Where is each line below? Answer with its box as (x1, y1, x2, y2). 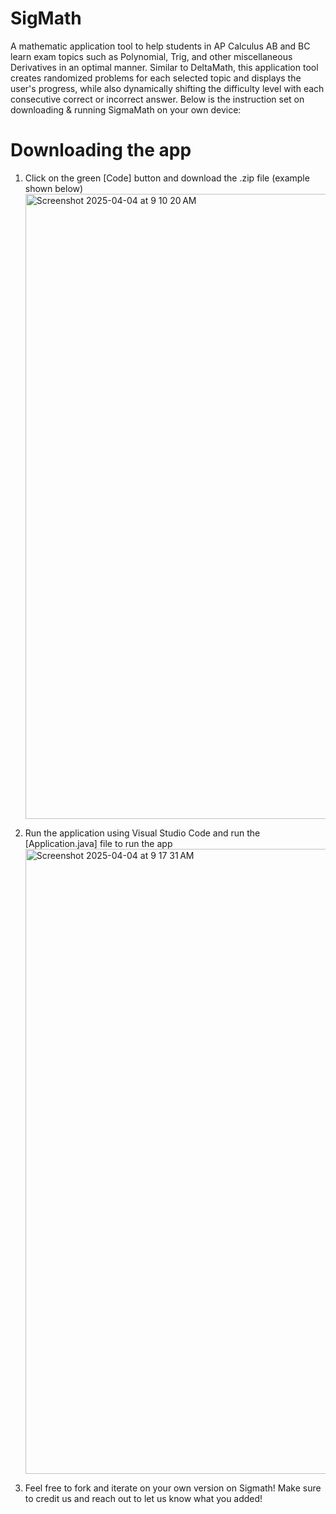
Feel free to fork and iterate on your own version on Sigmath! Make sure (24, 1482, 322, 1494)
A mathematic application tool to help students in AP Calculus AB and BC (10, 40, 311, 52)
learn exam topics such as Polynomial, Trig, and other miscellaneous (10, 50, 293, 62)
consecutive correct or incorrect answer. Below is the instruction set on (10, 93, 305, 105)
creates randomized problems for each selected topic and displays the (10, 72, 302, 84)
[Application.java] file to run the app (24, 837, 173, 849)
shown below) (24, 182, 84, 194)
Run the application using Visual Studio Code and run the (24, 827, 261, 839)
